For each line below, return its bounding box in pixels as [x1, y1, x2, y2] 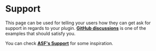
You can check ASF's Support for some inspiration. [5, 40, 113, 46]
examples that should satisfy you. [5, 30, 76, 36]
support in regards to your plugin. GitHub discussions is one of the [5, 25, 146, 31]
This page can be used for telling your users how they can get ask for [5, 20, 151, 26]
